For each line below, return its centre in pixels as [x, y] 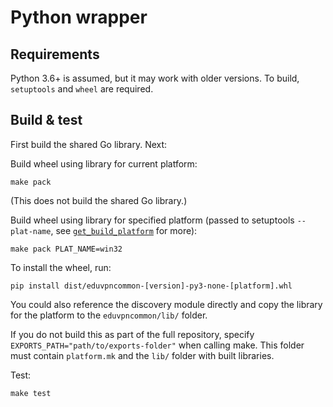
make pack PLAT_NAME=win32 [66, 249]
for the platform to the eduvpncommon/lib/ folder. [109, 315]
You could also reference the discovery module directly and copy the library [166, 304]
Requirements [55, 54]
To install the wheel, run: [61, 267]
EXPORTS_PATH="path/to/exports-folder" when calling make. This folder [157, 345]
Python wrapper [79, 17]
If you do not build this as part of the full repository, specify [132, 334]
